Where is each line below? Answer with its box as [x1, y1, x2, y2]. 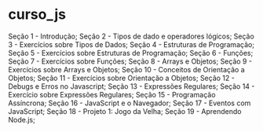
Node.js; [8, 115, 35, 124]
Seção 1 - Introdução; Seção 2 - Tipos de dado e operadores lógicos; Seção [8, 31, 255, 41]
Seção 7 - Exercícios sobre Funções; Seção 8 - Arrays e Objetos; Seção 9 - [8, 57, 253, 66]
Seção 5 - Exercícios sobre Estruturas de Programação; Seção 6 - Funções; [8, 48, 254, 57]
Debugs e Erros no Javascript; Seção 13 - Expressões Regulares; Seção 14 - [8, 81, 255, 91]
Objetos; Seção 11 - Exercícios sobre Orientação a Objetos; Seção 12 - [8, 73, 236, 82]
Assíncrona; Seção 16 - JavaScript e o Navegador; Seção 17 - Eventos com [8, 98, 251, 108]
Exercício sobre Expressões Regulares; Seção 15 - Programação [8, 90, 216, 99]
